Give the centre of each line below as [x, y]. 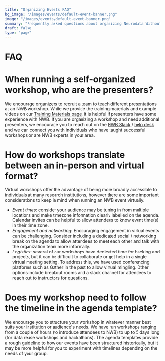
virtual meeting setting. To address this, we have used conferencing [81, 262]
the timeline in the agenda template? [81, 308]
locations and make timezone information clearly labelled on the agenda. [86, 215]
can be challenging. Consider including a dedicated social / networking [84, 236]
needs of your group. [27, 353]
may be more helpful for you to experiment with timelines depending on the [81, 348]
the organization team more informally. [51, 247]
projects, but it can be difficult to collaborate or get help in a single [80, 257]
